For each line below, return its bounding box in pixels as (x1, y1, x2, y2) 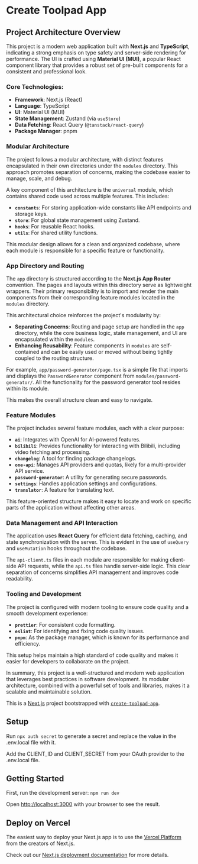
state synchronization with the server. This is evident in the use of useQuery (6, 539, 189, 546)
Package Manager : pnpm (14, 128, 78, 135)
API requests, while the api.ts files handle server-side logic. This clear (17, 563, 190, 570)
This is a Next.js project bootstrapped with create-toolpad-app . (6, 699, 160, 707)
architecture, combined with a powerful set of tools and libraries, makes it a (6, 682, 190, 689)
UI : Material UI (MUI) (14, 109, 65, 116)
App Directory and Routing (6, 262, 85, 270)
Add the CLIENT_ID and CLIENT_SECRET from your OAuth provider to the (6, 750, 184, 757)
